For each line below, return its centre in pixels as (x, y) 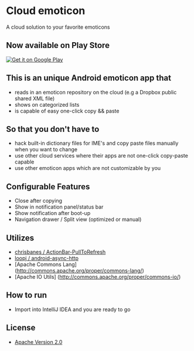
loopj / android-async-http (47, 258)
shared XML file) (35, 98)
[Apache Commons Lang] (46, 264)
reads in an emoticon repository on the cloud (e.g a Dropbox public (96, 92)
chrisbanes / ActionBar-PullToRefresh (60, 252)
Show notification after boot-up (52, 213)
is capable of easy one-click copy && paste (67, 111)
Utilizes (20, 238)
